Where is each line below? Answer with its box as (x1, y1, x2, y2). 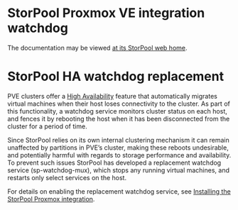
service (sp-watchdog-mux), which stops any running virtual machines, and (7, 165, 229, 175)
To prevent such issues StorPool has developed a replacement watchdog (7, 158, 222, 167)
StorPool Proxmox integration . (7, 194, 95, 203)
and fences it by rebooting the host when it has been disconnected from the (7, 114, 230, 123)
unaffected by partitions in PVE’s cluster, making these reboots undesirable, (7, 143, 229, 152)
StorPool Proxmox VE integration (7, 5, 205, 21)
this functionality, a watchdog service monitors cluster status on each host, (7, 106, 227, 115)
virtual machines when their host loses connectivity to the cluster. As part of (7, 99, 231, 108)
